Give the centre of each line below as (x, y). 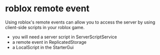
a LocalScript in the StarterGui (43, 47)
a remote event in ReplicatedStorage (49, 42)
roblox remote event (47, 9)
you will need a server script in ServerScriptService (64, 37)
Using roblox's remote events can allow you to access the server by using (80, 22)
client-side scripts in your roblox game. (45, 27)
